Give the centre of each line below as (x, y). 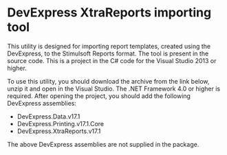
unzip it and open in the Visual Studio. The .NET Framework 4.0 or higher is (114, 88)
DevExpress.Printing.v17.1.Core (61, 123)
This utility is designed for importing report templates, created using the (109, 46)
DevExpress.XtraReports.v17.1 (59, 131)
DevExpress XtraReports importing (109, 13)
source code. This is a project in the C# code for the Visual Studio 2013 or (112, 60)
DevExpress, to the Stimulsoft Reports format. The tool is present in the (108, 53)
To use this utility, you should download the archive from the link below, (108, 81)
